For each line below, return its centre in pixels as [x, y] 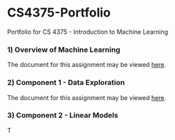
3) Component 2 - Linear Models [63, 115]
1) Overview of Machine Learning [64, 50]
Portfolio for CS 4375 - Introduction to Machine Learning [87, 32]
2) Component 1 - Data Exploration [66, 83]
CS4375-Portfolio [59, 13]
